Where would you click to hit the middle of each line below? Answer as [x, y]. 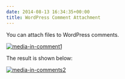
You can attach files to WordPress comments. [62, 34]
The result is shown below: [40, 58]
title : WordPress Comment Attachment [53, 17]
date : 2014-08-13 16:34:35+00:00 [48, 12]
